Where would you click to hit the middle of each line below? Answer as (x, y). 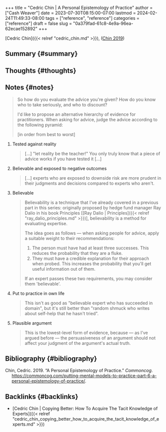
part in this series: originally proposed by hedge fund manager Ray (93, 207)
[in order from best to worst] (46, 134)
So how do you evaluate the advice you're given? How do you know (86, 99)
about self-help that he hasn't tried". (62, 313)
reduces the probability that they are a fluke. (77, 253)
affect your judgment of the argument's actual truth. (78, 343)
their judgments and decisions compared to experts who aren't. (89, 183)
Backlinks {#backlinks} (42, 397)
